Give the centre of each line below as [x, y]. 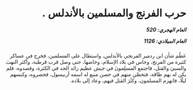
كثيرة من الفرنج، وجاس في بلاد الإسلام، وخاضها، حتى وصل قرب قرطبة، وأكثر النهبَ [96, 62]
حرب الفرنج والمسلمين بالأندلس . [114, 13]
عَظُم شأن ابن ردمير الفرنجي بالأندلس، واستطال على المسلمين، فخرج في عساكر [98, 56]
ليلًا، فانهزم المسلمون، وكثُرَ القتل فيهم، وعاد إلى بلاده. [128, 81]
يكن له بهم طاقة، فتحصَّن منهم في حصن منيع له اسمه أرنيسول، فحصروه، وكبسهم [98, 74]
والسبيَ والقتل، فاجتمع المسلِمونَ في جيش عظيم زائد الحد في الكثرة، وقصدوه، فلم [96, 68]
